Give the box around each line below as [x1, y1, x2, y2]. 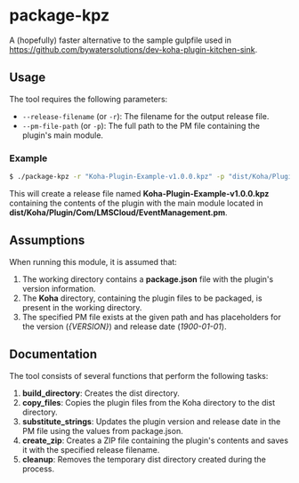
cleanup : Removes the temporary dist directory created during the [21, 454, 267, 464]
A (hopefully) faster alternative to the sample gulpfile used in [9, 35, 231, 45]
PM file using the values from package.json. [21, 425, 184, 436]
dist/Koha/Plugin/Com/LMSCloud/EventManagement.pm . [9, 206, 229, 218]
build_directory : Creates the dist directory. [21, 388, 181, 398]
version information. [21, 283, 96, 294]
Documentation [9, 347, 98, 362]
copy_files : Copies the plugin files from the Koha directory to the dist [21, 397, 276, 407]
